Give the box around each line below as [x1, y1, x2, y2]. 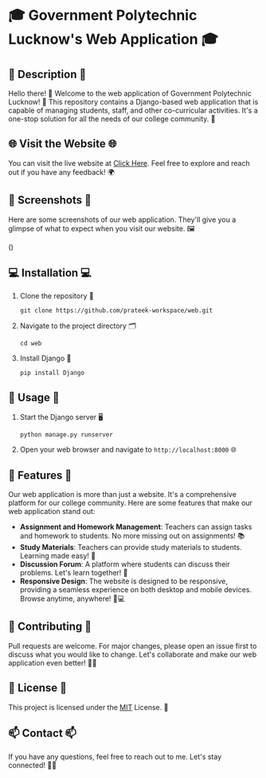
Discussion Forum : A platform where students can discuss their [19, 559, 230, 569]
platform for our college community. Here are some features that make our [8, 498, 253, 507]
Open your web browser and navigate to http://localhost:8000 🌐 [19, 444, 237, 455]
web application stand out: [8, 507, 96, 516]
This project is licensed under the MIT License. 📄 [8, 702, 169, 712]
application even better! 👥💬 [8, 658, 97, 667]
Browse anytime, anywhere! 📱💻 [19, 594, 125, 603]
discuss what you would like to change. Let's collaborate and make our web [8, 650, 257, 659]
